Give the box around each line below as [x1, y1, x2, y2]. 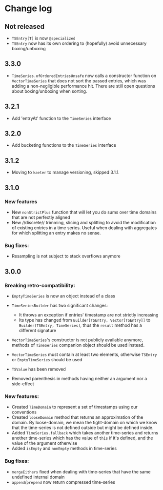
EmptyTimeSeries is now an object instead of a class [11, 293, 116, 299]
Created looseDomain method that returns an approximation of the [11, 414, 143, 420]
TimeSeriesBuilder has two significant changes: [11, 302, 108, 308]
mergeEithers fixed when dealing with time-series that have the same [11, 469, 151, 474]
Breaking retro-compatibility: [4, 282, 76, 289]
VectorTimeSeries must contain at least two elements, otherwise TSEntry [11, 352, 157, 357]
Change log [4, 3, 52, 14]
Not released [4, 22, 45, 31]
